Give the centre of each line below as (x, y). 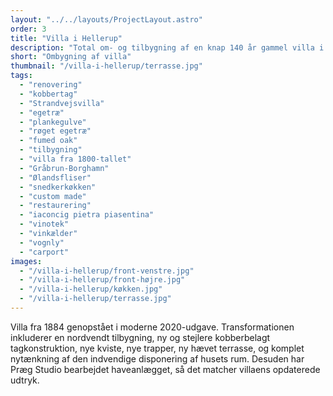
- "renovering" (51, 85)
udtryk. (25, 380)
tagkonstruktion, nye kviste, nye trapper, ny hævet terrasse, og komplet (157, 348)
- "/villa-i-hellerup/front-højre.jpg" (102, 280)
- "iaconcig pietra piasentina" (87, 215)
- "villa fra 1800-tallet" (75, 159)
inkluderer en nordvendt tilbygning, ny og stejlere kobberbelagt (140, 337)
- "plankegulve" (53, 122)
